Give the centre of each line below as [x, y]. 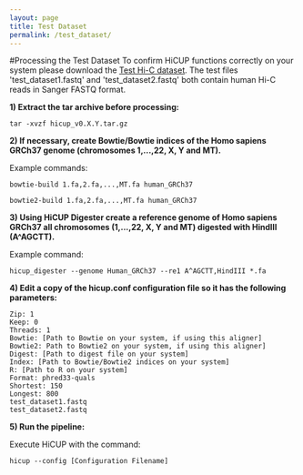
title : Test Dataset [49, 26]
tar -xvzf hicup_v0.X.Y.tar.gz [69, 124]
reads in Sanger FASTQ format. [67, 90]
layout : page [34, 18]
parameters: [33, 298]
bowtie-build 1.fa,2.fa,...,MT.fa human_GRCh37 [101, 185]
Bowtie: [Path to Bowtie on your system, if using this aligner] [136, 339]
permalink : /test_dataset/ [61, 35]
